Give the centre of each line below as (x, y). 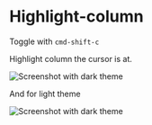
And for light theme (45, 94)
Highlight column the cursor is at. (71, 58)
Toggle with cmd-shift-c (54, 41)
